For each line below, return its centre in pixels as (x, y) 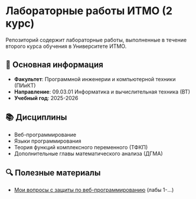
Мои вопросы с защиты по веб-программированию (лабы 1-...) (94, 190)
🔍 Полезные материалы (53, 173)
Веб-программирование (45, 134)
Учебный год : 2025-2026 (46, 98)
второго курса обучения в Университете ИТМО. (66, 46)
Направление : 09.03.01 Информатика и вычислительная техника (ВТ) (102, 92)
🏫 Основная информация (55, 65)
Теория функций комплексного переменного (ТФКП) (81, 147)
